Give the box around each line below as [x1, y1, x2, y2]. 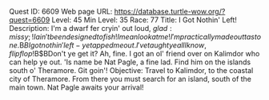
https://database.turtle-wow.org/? [114, 7, 226, 16]
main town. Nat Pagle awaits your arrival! [9, 83, 144, 92]
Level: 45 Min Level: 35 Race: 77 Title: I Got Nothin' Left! [51, 15, 237, 25]
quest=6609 [9, 15, 50, 25]
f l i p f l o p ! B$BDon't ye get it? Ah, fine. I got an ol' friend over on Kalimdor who [9, 49, 260, 58]
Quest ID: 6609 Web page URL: [9, 7, 113, 16]
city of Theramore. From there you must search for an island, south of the [9, 75, 251, 83]
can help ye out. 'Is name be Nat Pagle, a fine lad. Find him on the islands [9, 57, 251, 67]
